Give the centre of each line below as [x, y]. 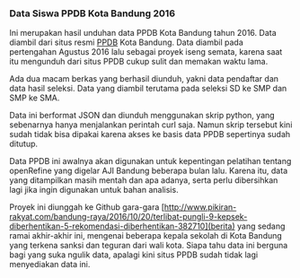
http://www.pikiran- [200, 207]
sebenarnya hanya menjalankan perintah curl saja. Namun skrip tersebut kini [151, 125]
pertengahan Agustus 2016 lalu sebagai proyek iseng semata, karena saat [146, 52]
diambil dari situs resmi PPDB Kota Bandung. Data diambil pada [127, 42]
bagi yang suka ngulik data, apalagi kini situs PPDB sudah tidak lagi [134, 255]
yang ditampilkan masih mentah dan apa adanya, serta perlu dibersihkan [144, 180]
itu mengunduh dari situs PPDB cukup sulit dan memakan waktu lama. [139, 62]
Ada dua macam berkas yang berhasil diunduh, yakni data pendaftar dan [144, 79]
